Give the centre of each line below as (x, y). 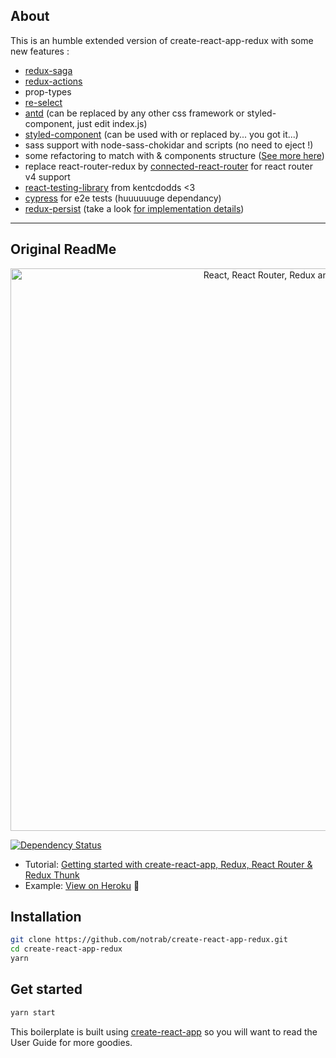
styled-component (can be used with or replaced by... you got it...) (161, 134)
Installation (46, 917)
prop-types (48, 91)
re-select (43, 102)
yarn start (33, 1012)
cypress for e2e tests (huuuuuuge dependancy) (123, 198)
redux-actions (53, 81)
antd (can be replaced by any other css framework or (134, 113)
